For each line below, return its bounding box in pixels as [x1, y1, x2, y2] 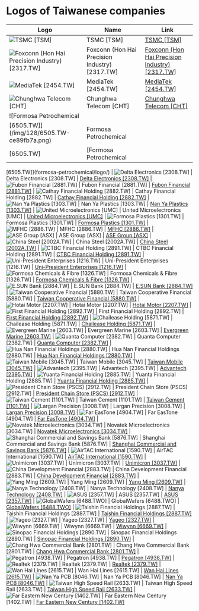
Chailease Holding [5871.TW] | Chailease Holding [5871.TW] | [6, 320, 156, 327]
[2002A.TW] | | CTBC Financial [6, 244, 174, 251]
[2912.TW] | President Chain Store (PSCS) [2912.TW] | [6, 390, 138, 397]
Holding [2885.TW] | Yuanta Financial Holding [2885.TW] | [6, 377, 149, 384]
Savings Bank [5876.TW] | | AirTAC [6, 446, 174, 453]
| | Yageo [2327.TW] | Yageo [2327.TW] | [6, 516, 155, 523]
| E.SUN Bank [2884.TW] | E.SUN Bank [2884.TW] [70, 282, 193, 289]
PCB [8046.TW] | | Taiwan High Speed [6, 579, 192, 587]
